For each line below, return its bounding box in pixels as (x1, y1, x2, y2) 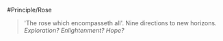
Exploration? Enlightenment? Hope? (23, 27, 124, 34)
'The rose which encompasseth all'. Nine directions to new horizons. (23, 19, 217, 27)
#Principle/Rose (7, 6, 53, 14)
